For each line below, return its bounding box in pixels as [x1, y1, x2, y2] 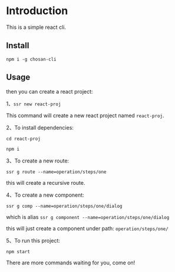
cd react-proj [6, 135, 41, 142]
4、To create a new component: [6, 191, 84, 198]
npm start [6, 248, 31, 254]
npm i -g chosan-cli [6, 56, 57, 62]
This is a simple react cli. [6, 24, 67, 31]
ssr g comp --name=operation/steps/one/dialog [6, 203, 123, 209]
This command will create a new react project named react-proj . [6, 112, 164, 119]
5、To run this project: [6, 237, 61, 244]
